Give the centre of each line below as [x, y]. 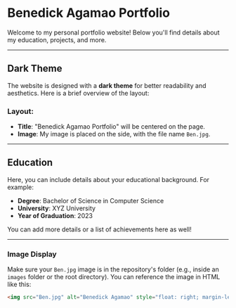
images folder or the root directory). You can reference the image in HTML [114, 277]
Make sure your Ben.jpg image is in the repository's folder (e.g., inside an [113, 269]
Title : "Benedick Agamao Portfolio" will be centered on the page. [111, 127]
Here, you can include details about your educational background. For [108, 179]
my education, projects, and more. [57, 39]
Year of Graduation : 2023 [55, 215]
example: [20, 187]
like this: [19, 284]
